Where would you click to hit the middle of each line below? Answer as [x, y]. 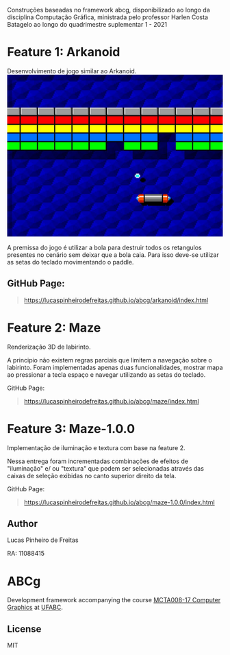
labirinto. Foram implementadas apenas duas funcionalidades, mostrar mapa [115, 367]
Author [22, 524]
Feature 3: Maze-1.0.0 [71, 429]
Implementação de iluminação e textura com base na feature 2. [96, 447]
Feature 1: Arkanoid [64, 52]
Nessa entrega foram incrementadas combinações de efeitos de [98, 461]
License [24, 629]
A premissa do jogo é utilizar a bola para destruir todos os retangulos [104, 247]
